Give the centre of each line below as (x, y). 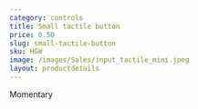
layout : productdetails (55, 69)
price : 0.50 (32, 35)
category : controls (47, 18)
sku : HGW (26, 52)
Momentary (31, 94)
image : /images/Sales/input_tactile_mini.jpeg (99, 60)
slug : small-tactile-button (63, 43)
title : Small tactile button (65, 26)
